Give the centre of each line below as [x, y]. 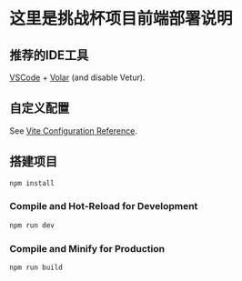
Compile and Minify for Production [87, 248]
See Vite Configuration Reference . [74, 130]
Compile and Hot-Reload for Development [104, 206]
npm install [32, 183]
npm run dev [32, 225]
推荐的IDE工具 [49, 55]
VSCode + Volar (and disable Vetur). [77, 77]
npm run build [36, 267]
